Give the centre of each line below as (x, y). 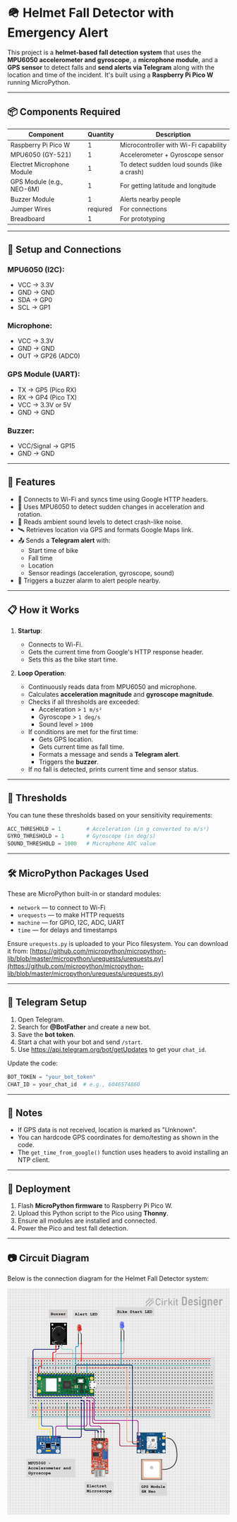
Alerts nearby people (150, 199)
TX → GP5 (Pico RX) (47, 390)
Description (173, 135)
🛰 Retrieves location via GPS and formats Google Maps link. (105, 529)
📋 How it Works (43, 610)
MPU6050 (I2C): (36, 270)
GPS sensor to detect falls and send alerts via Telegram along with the (111, 67)
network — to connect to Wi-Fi (61, 907)
